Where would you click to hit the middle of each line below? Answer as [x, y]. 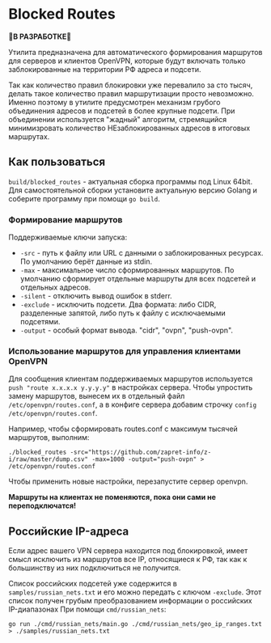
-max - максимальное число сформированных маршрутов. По [127, 270]
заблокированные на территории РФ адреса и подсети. [105, 69]
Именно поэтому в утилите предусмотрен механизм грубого [114, 102]
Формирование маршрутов [66, 219]
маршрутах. [29, 136]
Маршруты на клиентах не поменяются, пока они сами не [112, 497]
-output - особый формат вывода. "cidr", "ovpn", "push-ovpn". [126, 330]
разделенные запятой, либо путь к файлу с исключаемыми [123, 313]
